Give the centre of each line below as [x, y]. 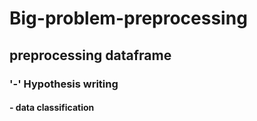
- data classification [52, 108]
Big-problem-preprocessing [128, 18]
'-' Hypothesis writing [64, 84]
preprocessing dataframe [90, 55]
